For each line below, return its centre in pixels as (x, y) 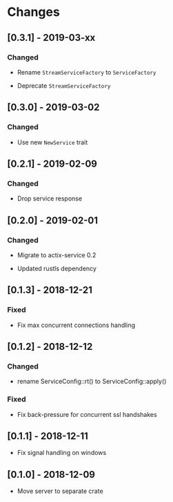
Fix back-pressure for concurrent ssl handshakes (87, 414)
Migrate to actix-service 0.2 (57, 255)
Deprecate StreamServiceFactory (64, 85)
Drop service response (50, 198)
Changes (33, 12)
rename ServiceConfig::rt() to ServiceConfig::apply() (92, 382)
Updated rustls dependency (57, 268)
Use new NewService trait (52, 142)
